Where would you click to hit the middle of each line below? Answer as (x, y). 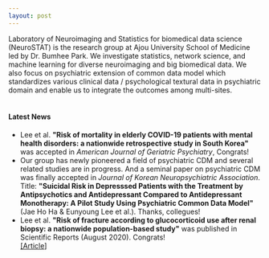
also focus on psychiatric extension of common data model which (117, 72)
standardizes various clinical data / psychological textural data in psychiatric (134, 81)
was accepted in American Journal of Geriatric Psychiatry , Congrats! (134, 152)
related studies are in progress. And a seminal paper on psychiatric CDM (140, 169)
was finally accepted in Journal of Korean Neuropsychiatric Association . (140, 177)
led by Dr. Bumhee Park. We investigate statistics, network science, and (127, 55)
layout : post (30, 16)
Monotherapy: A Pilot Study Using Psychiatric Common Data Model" (137, 203)
